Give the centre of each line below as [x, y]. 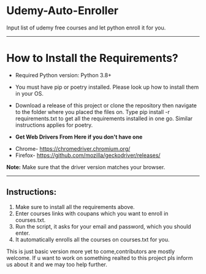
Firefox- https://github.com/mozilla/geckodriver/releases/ [88, 155]
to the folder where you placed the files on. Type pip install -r [92, 112]
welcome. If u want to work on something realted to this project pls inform [100, 257]
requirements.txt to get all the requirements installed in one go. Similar [104, 118]
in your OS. [29, 93]
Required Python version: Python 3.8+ [63, 75]
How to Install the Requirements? [93, 58]
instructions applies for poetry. [54, 125]
